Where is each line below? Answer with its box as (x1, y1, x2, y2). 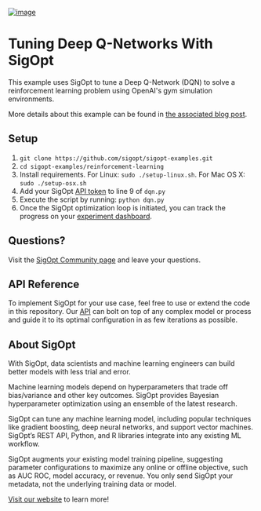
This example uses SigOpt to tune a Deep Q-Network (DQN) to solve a (8, 77, 235, 86)
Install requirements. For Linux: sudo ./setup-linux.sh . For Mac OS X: (19, 170, 245, 179)
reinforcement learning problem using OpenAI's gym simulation (8, 86, 213, 95)
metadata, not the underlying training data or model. (8, 480, 177, 489)
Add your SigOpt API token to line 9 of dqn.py (19, 186, 166, 195)
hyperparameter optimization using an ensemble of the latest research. (8, 399, 237, 408)
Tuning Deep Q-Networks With (8, 35, 213, 53)
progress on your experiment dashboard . (19, 211, 153, 221)
